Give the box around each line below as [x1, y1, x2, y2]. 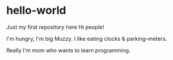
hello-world [6, 4, 67, 17]
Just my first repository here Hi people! [6, 23, 104, 31]
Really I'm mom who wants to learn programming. [6, 46, 131, 54]
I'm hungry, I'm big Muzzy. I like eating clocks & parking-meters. [6, 35, 168, 42]
